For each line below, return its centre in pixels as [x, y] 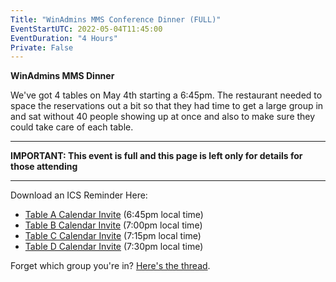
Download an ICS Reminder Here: [79, 195]
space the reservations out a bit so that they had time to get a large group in [167, 106]
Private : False [42, 47]
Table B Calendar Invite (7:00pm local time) [113, 225]
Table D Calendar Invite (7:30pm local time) [114, 247]
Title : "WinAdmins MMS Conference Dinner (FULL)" [116, 19]
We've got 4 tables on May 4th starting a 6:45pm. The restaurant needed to [166, 95]
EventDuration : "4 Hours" [64, 38]
